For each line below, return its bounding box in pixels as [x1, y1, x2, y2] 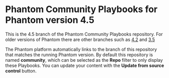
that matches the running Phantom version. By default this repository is [5, 52, 153, 58]
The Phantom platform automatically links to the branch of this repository [5, 46, 157, 52]
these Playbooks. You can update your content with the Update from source [5, 62, 164, 68]
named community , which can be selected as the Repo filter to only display [5, 57, 163, 63]
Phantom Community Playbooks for [5, 4, 158, 15]
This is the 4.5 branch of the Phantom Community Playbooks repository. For [5, 31, 163, 37]
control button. [5, 67, 37, 74]
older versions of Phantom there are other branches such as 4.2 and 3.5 [5, 36, 155, 43]
